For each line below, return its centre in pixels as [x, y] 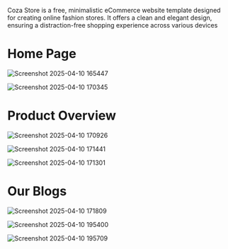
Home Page [42, 54]
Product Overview [62, 116]
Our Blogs [37, 191]
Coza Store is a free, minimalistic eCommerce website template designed [114, 10]
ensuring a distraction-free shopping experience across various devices [113, 25]
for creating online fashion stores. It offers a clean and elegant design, [110, 18]
